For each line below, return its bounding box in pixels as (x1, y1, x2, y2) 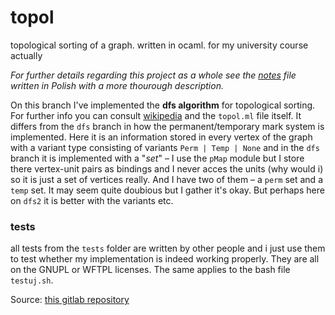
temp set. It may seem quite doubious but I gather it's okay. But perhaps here (10, 184, 325, 196)
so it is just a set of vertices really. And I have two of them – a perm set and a (10, 173, 323, 185)
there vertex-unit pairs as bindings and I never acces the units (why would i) (10, 162, 324, 175)
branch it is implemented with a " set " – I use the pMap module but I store (10, 152, 305, 164)
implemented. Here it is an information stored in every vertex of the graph (10, 131, 313, 143)
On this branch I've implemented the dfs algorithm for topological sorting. (10, 99, 316, 111)
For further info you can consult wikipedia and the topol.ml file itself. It (10, 109, 302, 121)
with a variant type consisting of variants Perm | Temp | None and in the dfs (10, 141, 320, 153)
